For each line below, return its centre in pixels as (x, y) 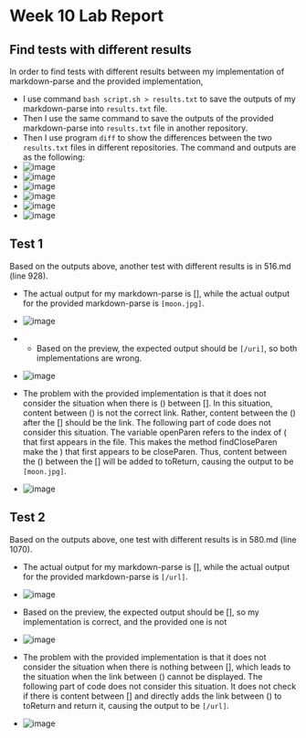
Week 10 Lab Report (87, 16)
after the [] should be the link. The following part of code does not (147, 422)
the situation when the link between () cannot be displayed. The (142, 676)
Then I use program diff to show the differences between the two (147, 137)
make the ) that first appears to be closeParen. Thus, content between (155, 451)
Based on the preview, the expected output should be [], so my (141, 612)
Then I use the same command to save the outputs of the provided (148, 118)
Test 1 (26, 244)
